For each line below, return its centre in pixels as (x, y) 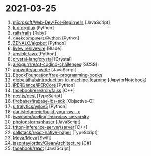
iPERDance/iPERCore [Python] (44, 85)
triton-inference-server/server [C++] (50, 127)
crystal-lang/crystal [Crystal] (42, 59)
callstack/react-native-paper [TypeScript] (55, 132)
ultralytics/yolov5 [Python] (40, 106)
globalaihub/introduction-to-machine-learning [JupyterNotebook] (80, 80)
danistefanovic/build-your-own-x (46, 111)
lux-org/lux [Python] (33, 27)
